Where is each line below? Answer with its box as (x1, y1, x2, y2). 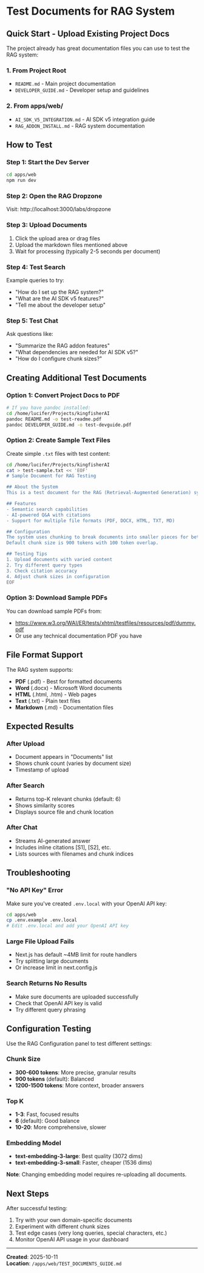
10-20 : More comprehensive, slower (15, 1124, 107, 1131)
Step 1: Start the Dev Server (6, 158, 90, 166)
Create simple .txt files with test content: (6, 450, 110, 457)
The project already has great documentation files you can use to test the (6, 44, 190, 52)
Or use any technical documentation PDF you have (15, 632, 143, 640)
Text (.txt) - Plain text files (15, 697, 81, 704)
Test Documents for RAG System (6, 4, 175, 18)
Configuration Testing (6, 1024, 92, 1034)
